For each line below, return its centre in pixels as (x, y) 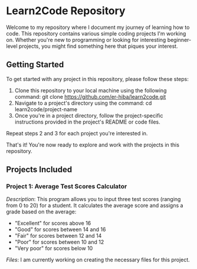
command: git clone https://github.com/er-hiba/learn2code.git (90, 96)
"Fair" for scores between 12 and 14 (58, 236)
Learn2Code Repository (66, 11)
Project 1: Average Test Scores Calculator (67, 186)
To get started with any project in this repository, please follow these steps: (97, 79)
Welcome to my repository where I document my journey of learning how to (98, 27)
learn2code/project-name (46, 109)
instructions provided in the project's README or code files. (87, 122)
